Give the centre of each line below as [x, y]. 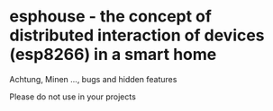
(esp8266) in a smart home [113, 55]
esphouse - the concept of [110, 17]
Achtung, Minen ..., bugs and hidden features [93, 79]
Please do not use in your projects [73, 97]
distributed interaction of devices [137, 35]
